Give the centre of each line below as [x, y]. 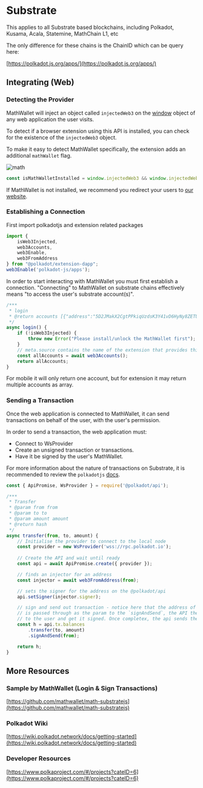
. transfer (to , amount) [56, 630]
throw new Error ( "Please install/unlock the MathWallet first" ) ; [112, 339]
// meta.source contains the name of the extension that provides [102, 350]
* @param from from [34, 508]
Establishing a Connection [46, 212]
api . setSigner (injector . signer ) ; [59, 597]
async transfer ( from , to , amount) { [52, 536]
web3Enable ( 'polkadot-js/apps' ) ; [48, 270]
